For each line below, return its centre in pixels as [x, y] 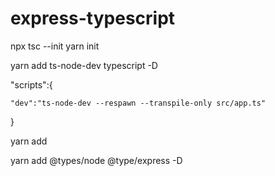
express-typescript [93, 18]
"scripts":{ [31, 84]
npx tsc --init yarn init [55, 46]
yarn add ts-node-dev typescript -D [84, 65]
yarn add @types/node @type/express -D [96, 160]
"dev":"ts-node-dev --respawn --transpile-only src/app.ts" [138, 103]
